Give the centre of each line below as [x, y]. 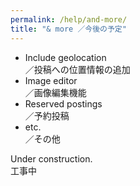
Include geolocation [65, 57]
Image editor [51, 80]
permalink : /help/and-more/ [69, 19]
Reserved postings [63, 103]
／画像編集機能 [55, 92]
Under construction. [51, 158]
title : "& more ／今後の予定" [68, 29]
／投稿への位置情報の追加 [77, 69]
